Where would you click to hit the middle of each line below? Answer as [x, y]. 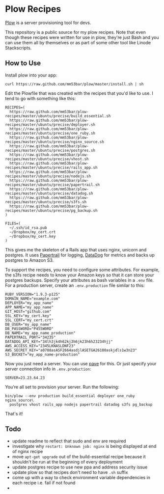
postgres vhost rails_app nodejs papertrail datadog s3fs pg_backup [81, 404]
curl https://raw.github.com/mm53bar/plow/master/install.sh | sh [74, 84]
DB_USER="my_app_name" [28, 324]
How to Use [23, 63]
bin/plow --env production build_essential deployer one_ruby [70, 396]
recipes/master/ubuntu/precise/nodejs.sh [48, 176]
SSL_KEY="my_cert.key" [28, 316]
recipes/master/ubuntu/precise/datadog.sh [49, 193]
